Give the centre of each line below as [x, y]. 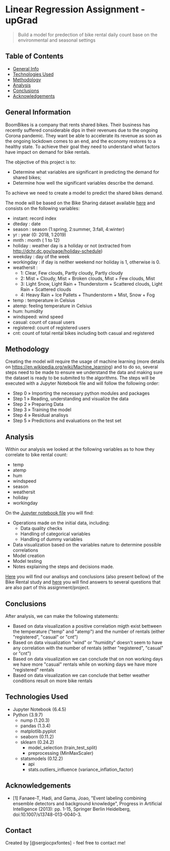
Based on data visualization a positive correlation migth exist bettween [87, 626]
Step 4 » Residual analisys [40, 415]
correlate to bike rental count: [36, 455]
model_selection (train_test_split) [62, 748]
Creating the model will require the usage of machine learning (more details [85, 362]
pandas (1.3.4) [36, 725]
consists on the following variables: [42, 208]
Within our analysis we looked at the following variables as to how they [80, 449]
